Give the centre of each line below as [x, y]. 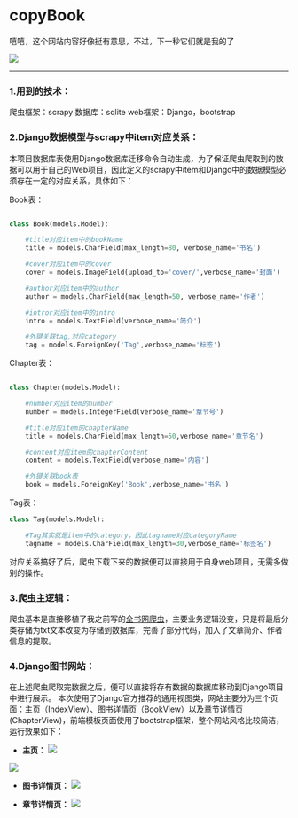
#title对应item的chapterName [77, 428]
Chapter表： [32, 363]
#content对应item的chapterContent [87, 452]
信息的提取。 [32, 641]
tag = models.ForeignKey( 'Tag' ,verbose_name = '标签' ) [123, 345]
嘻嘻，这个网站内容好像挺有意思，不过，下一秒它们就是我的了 [122, 41]
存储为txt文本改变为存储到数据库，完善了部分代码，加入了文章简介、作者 [150, 629]
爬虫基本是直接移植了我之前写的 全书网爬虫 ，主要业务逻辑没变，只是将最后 [145, 619]
